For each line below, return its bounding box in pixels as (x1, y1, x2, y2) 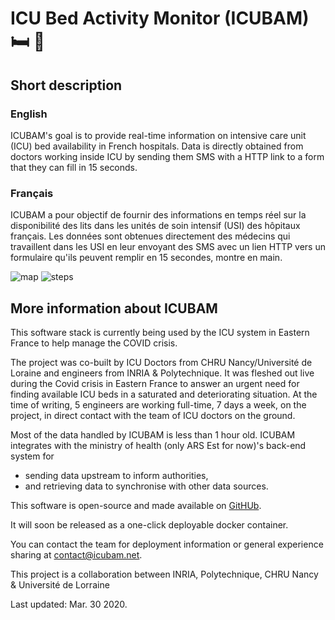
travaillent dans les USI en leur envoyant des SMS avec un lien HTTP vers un (10, 241, 326, 253)
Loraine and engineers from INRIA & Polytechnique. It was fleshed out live (10, 367, 315, 379)
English (10, 107, 48, 121)
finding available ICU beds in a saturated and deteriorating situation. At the (10, 388, 318, 400)
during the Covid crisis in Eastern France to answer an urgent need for (10, 377, 300, 389)
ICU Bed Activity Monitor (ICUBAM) (10, 7, 310, 30)
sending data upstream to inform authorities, (24, 469, 209, 481)
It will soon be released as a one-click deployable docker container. (10, 518, 289, 531)
